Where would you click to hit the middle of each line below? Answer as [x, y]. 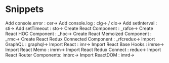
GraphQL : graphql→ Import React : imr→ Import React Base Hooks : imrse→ [85, 44]
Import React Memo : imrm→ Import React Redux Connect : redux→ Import [83, 49]
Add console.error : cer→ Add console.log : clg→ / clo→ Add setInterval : [81, 23]
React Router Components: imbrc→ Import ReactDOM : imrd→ [70, 55]
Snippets [25, 9]
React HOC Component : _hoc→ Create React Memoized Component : [78, 33]
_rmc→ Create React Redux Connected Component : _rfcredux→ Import [80, 39]
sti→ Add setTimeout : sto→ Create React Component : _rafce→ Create [79, 28]
